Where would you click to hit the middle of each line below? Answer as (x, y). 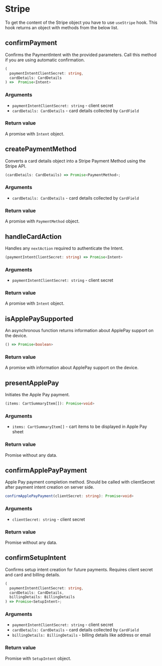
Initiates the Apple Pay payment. (37, 395)
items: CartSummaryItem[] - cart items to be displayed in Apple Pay (80, 426)
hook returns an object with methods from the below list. (62, 27)
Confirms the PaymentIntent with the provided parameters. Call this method (81, 55)
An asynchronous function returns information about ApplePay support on (79, 331)
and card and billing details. (33, 574)
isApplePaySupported (39, 319)
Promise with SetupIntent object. (38, 658)
